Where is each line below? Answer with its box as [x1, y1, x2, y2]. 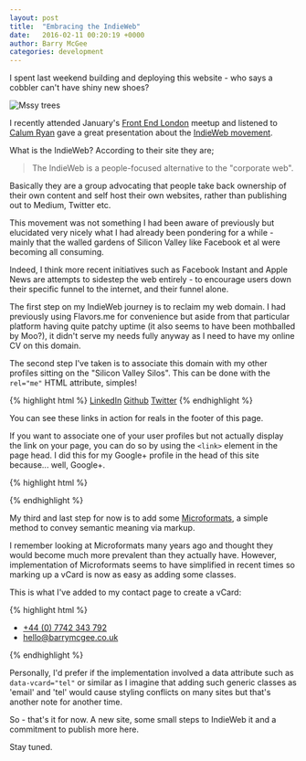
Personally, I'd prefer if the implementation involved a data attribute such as [9, 668, 294, 679]
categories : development [9, 48, 104, 57]
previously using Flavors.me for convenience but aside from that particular [9, 312, 290, 322]
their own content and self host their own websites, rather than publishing [9, 190, 288, 201]
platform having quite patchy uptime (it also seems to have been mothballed [9, 321, 296, 332]
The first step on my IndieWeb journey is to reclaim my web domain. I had [9, 301, 286, 312]
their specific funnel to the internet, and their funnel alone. [9, 284, 229, 295]
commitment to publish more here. [9, 724, 140, 735]
